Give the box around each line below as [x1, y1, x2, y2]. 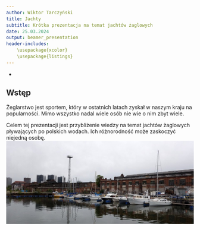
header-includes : [6, 41, 49, 47]
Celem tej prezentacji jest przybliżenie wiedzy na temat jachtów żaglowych [6, 121, 190, 128]
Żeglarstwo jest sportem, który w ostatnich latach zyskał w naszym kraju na [6, 103, 192, 111]
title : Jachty [6, 15, 42, 22]
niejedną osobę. [6, 134, 46, 141]
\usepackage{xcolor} [17, 48, 68, 53]
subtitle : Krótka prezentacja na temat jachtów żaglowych [6, 22, 153, 28]
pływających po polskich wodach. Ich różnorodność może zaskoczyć [6, 128, 176, 135]
